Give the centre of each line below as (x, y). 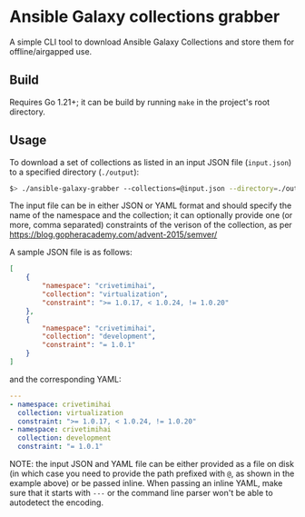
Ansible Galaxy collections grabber (145, 17)
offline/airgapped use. (51, 51)
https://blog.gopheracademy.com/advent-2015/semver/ (113, 234)
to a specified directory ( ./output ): (74, 172)
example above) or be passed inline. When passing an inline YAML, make (146, 483)
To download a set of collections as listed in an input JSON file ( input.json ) (151, 162)
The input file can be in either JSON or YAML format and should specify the (151, 205)
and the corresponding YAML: (65, 379)
